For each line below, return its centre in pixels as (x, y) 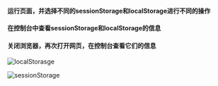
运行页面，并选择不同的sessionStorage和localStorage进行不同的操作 (109, 11)
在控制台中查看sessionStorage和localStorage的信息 (84, 28)
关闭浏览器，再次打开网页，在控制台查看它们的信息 (82, 45)
